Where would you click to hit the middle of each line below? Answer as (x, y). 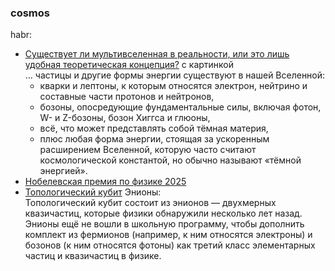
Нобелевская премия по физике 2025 (105, 182)
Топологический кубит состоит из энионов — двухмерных (150, 203)
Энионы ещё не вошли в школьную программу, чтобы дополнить (164, 224)
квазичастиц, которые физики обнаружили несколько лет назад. (163, 213)
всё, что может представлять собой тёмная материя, (154, 128)
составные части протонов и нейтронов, (127, 97)
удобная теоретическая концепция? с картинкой (129, 65)
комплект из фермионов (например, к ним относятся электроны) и (168, 235)
